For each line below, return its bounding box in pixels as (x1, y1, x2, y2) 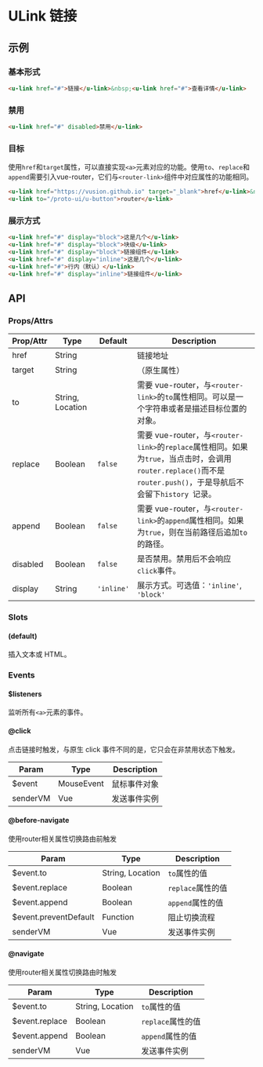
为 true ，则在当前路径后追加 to (136, 527, 248, 538)
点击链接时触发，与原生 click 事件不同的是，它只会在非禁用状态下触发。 (8, 744, 240, 754)
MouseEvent (57, 778, 104, 789)
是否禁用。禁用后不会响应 (136, 554, 232, 565)
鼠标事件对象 (111, 778, 159, 789)
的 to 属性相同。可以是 (157, 392, 236, 403)
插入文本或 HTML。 (8, 649, 71, 660)
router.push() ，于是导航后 (136, 477, 236, 488)
